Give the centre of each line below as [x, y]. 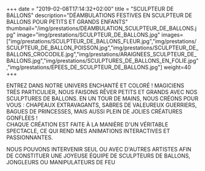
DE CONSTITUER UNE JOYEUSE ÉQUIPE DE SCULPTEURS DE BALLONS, [98, 156]
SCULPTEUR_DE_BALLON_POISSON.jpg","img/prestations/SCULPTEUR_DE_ [103, 48]
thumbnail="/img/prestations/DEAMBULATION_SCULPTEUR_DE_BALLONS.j [102, 28]
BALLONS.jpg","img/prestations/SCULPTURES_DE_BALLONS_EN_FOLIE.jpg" [103, 61]
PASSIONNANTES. [30, 137]
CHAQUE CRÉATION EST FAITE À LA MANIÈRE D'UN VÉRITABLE [88, 124]
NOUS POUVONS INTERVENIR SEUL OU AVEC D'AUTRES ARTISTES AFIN [99, 149]
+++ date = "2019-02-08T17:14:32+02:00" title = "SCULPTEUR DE [90, 9]
